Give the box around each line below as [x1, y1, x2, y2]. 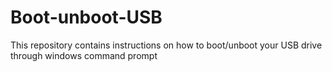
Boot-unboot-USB [10, 6, 163, 29]
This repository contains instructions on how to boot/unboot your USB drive [10, 39, 323, 51]
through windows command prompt [10, 49, 158, 61]
